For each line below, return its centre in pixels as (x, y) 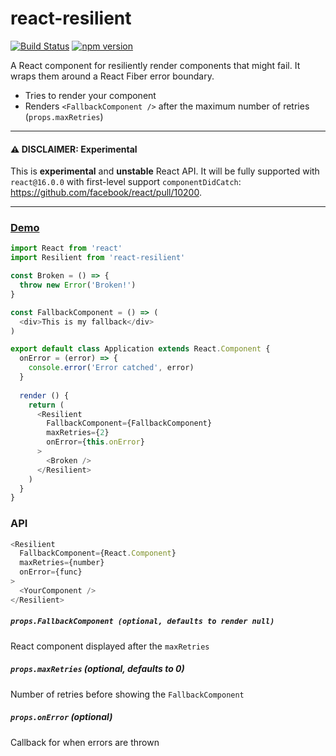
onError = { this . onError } (95, 442)
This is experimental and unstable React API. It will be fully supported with (165, 171)
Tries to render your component (90, 95)
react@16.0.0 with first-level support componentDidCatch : (126, 182)
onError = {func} (51, 572)
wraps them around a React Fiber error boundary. (112, 76)
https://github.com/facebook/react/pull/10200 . (106, 193)
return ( (46, 405)
